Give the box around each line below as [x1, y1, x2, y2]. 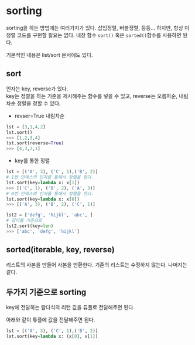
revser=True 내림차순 [14, 112, 65, 119]
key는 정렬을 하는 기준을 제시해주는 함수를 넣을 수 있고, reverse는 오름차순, [6, 92, 177, 99]
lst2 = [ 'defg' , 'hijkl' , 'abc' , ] [6, 212, 93, 218]
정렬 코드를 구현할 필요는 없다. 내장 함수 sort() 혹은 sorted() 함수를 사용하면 [6, 31, 182, 39]
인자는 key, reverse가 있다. [6, 85, 69, 92]
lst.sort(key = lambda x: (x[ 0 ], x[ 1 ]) [6, 333, 98, 340]
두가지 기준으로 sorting [6, 287, 87, 297]
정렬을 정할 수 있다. [16, 100, 61, 107]
